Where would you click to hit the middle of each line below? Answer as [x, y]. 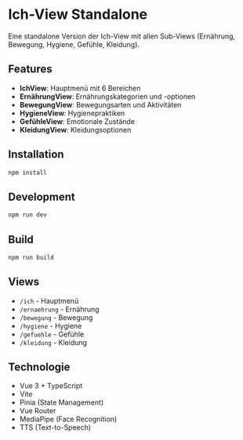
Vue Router [38, 411]
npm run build [31, 257]
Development [42, 196]
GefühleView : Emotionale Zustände [77, 121]
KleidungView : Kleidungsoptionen [75, 129]
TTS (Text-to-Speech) [55, 427]
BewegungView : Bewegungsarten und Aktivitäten [100, 104]
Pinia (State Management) [62, 402]
